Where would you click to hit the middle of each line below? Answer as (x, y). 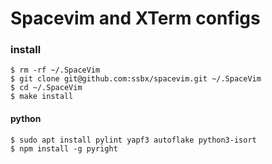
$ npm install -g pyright (64, 148)
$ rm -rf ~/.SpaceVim (55, 70)
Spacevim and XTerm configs (135, 18)
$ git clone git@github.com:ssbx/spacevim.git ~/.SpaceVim (136, 79)
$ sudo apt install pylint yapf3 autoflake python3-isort (133, 140)
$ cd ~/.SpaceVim (46, 88)
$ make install (42, 97)
